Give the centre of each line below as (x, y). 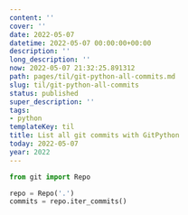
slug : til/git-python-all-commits (75, 85)
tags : (19, 110)
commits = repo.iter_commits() (68, 201)
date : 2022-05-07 (42, 34)
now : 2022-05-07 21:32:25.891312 (72, 69)
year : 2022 (30, 152)
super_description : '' (52, 102)
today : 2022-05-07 (44, 144)
